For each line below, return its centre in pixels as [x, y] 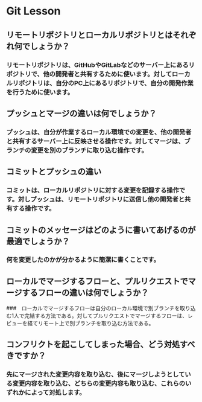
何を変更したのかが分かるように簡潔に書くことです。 [83, 260]
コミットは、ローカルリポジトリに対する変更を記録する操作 [93, 190]
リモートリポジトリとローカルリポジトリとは [90, 35]
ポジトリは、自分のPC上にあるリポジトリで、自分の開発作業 [106, 83]
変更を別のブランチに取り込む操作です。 [89, 150]
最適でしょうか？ [38, 241]
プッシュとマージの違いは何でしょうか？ [81, 113]
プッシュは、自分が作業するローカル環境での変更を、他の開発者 [99, 132]
